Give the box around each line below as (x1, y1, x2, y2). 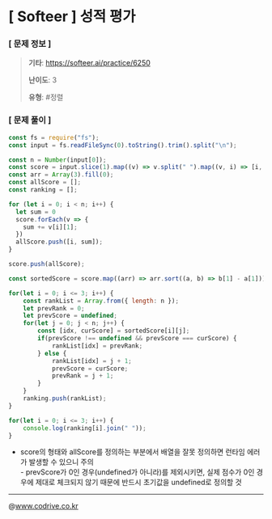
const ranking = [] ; (8, 186, 79, 194)
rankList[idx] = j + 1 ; (51, 357, 132, 365)
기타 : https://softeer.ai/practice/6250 (28, 58, 151, 68)
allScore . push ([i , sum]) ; (15, 238, 104, 247)
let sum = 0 (15, 208, 57, 216)
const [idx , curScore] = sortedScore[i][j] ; (37, 327, 190, 335)
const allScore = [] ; (8, 179, 82, 187)
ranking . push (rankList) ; (23, 395, 107, 403)
